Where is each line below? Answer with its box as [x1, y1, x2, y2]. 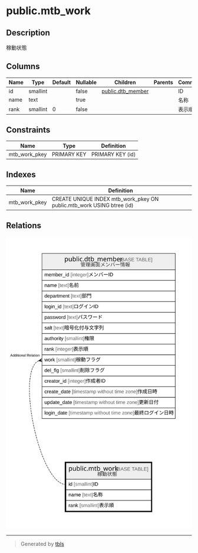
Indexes [6, 170, 37, 180]
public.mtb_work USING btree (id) [52, 202, 134, 209]
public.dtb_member [101, 87, 149, 95]
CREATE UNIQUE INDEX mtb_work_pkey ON [52, 196, 159, 203]
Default [52, 79, 71, 86]
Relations [6, 220, 42, 231]
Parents [153, 79, 174, 86]
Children [114, 79, 136, 86]
